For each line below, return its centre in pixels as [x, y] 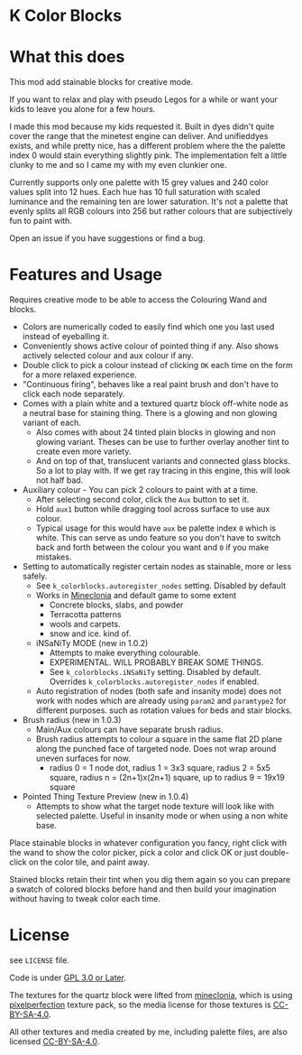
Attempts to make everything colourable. [125, 653]
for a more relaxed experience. [79, 375]
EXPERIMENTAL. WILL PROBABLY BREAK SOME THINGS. [156, 662]
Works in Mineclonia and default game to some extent [136, 596]
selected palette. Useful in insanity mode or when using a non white [162, 816]
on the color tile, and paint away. [89, 862]
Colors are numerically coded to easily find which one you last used [148, 327]
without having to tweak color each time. [85, 899]
